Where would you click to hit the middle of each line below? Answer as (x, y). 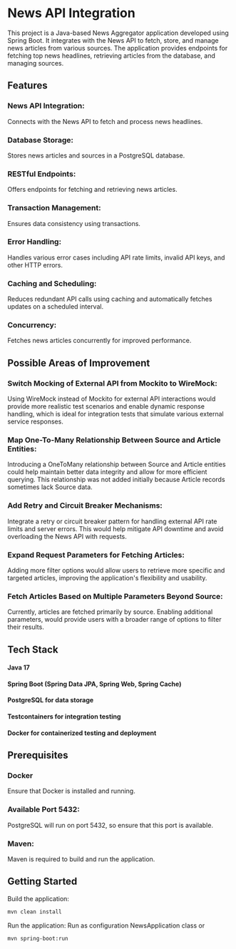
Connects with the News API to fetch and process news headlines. (105, 121)
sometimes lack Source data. (50, 487)
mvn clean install (35, 912)
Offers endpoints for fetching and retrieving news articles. (92, 190)
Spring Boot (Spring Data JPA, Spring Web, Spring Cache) (94, 684)
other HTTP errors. (35, 265)
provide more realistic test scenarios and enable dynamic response (106, 406)
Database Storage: (40, 140)
